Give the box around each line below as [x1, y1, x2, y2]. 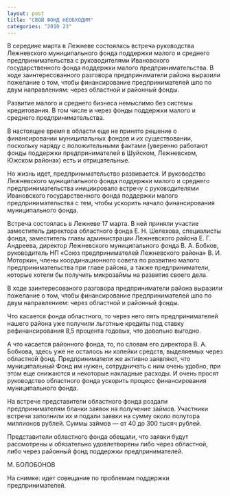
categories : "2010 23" [7, 23, 72, 30]
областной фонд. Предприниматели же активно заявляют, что [7, 355, 191, 363]
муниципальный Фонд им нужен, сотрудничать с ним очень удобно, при [7, 362, 221, 371]
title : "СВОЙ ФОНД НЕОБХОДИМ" [7, 17, 94, 23]
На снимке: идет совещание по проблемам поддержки [7, 474, 170, 482]
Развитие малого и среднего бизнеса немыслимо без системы [7, 99, 194, 107]
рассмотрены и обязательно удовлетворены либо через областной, [7, 440, 208, 448]
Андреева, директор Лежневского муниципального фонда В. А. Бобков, [7, 242, 219, 250]
